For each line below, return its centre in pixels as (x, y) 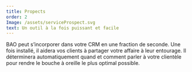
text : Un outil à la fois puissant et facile (62, 28)
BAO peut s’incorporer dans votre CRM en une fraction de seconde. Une (93, 44)
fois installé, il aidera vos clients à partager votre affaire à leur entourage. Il (96, 51)
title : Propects (26, 11)
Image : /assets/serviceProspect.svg (51, 22)
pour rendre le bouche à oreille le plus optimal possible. (73, 63)
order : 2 (17, 17)
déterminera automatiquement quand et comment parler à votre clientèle (94, 57)
